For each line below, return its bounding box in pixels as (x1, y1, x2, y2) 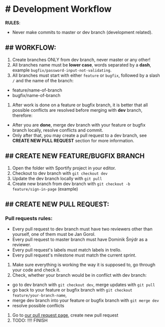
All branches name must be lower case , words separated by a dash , (12, 62, 151, 67)
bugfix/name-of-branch (12, 92, 61, 98)
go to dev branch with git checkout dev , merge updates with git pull (12, 282, 155, 288)
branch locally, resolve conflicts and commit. (12, 127, 103, 133)
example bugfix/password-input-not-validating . (12, 67, 112, 73)
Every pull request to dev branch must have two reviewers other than (12, 226, 153, 232)
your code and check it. (12, 267, 61, 273)
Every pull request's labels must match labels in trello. (12, 247, 122, 253)
